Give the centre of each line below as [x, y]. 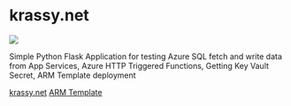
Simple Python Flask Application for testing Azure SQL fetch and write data [146, 56]
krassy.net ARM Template [56, 92]
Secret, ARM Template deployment [73, 75]
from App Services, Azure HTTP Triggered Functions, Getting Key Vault [139, 65]
